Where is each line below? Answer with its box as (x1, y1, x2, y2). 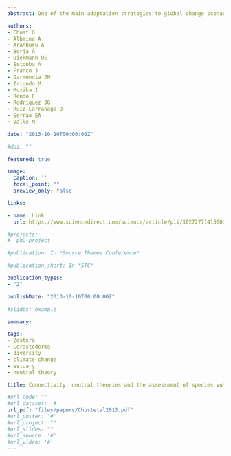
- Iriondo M (7, 80, 41, 87)
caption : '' (13, 175, 48, 182)
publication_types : (7, 274, 63, 281)
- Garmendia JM (7, 74, 51, 80)
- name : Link (7, 212, 45, 219)
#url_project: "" (7, 419, 57, 426)
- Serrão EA (7, 112, 41, 119)
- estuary (7, 362, 36, 369)
